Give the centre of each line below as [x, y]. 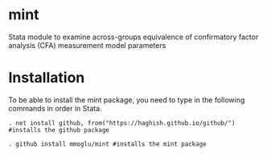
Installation [47, 78]
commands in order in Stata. [55, 108]
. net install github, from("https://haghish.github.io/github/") [122, 123]
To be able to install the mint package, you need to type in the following [127, 100]
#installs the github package [59, 130]
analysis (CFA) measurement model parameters [87, 45]
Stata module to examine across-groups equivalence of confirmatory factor [133, 37]
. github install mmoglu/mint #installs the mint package [107, 144]
